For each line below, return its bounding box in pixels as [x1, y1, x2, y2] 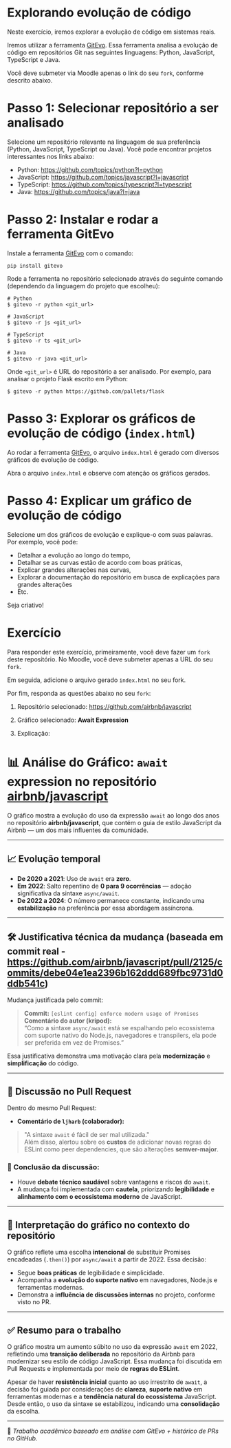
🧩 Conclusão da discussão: [7, 1162, 100, 1171]
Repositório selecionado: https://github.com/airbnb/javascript [16, 702, 192, 710]
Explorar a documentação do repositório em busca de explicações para [16, 573, 220, 581]
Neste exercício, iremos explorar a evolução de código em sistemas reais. [7, 28, 217, 36]
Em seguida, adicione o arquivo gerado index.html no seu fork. [7, 676, 186, 684]
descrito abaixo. [7, 76, 53, 84]
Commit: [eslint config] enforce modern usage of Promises [23, 1010, 199, 1018]
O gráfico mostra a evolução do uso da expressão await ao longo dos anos [7, 811, 220, 820]
